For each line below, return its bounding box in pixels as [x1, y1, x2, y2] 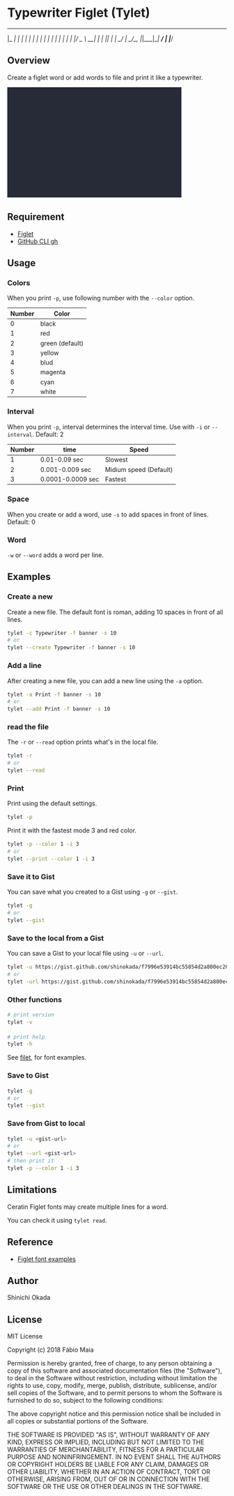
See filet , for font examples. [7, 1053, 87, 1062]
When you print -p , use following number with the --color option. [7, 294, 195, 303]
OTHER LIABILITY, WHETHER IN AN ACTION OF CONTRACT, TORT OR [7, 1467, 210, 1476]
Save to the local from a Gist [7, 933, 104, 942]
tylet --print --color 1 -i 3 [7, 855, 95, 862]
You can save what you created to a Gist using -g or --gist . [7, 887, 178, 896]
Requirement [7, 211, 65, 223]
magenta [40, 368, 66, 376]
